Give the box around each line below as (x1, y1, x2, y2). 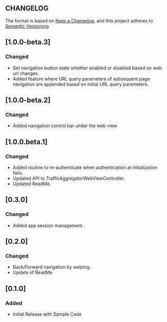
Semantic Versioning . (5, 23, 50, 29)
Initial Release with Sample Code (12, 311, 82, 317)
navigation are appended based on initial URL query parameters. (12, 81, 149, 87)
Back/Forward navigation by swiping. (12, 264, 91, 270)
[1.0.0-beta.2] (5, 95, 51, 104)
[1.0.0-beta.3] (5, 38, 51, 46)
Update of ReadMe (12, 269, 53, 276)
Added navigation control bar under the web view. (12, 122, 118, 129)
